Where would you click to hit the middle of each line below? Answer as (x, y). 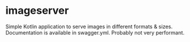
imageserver (37, 11)
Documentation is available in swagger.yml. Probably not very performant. (95, 32)
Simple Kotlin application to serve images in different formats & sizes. (89, 26)
